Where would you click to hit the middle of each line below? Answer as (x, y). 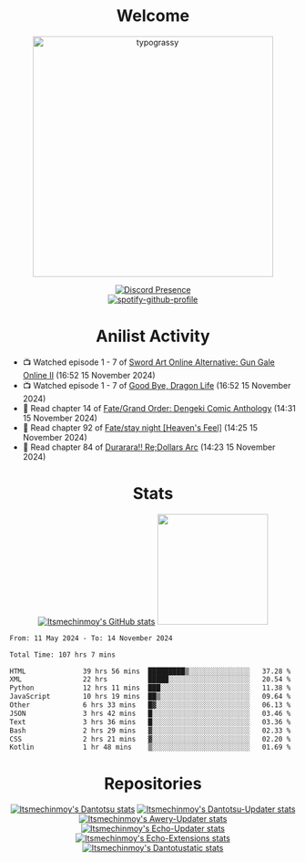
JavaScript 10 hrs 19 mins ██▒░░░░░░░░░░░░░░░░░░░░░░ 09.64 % (150, 697)
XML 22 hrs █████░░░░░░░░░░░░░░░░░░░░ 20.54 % (150, 680)
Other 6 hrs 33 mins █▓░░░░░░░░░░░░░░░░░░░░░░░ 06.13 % (150, 705)
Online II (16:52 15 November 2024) (89, 375)
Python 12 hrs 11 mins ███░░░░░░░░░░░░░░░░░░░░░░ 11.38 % (150, 688)
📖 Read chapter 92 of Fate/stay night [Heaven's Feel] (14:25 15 (140, 427)
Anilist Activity (153, 336)
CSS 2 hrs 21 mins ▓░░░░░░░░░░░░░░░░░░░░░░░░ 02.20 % (150, 739)
